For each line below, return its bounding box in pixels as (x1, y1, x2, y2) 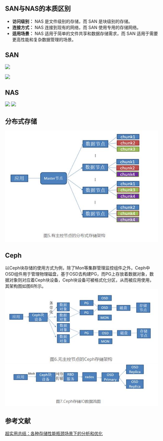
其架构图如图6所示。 (5, 283, 46, 289)
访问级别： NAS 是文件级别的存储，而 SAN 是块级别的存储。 (12, 18, 132, 24)
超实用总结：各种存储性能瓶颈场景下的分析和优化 (5, 431, 103, 437)
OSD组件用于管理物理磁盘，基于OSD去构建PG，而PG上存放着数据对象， (5, 271, 150, 277)
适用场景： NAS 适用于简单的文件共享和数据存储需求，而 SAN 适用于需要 (12, 31, 158, 36)
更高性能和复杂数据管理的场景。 (12, 36, 76, 42)
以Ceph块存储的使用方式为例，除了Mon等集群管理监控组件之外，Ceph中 (5, 265, 150, 271)
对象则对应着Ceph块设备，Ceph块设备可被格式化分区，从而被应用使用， (9, 277, 154, 283)
